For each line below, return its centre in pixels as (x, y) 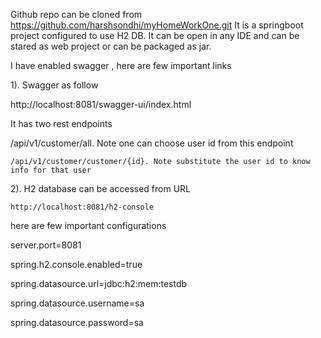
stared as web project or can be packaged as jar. (111, 46)
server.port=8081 (46, 245)
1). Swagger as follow (54, 85)
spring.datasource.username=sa (77, 303)
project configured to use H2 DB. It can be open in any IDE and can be (155, 35)
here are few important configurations (88, 225)
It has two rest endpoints (61, 123)
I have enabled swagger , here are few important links (121, 65)
